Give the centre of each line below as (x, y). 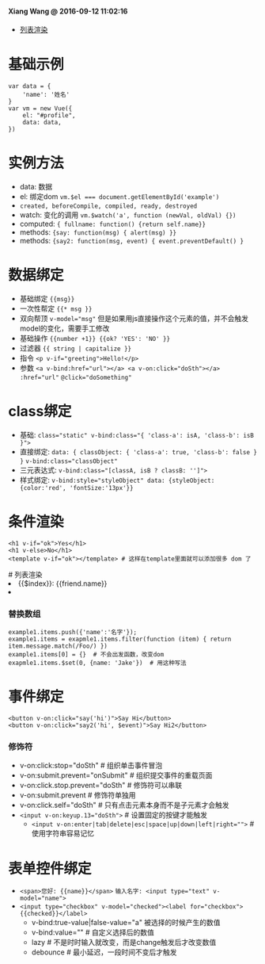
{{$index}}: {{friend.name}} (63, 583)
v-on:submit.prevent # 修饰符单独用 (78, 795)
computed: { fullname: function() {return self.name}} (113, 224)
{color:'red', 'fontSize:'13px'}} (76, 488)
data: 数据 (36, 187)
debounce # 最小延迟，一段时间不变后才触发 (104, 952)
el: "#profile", (49, 116)
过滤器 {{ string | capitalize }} (76, 348)
